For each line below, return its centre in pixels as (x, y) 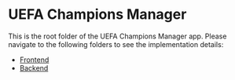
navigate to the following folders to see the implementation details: (116, 44)
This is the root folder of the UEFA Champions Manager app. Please (117, 36)
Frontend (34, 60)
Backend (34, 67)
